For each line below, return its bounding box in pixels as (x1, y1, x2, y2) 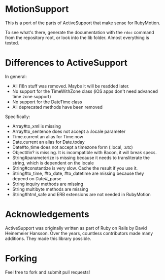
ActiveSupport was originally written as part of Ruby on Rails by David (5, 225, 147, 231)
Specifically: (5, 114, 31, 120)
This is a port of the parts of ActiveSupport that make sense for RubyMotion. (5, 20, 161, 26)
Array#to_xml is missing (12, 123, 61, 129)
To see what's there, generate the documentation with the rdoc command (5, 29, 154, 35)
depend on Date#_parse (12, 175, 62, 181)
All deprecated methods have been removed (12, 104, 103, 110)
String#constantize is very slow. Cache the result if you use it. (12, 165, 138, 171)
